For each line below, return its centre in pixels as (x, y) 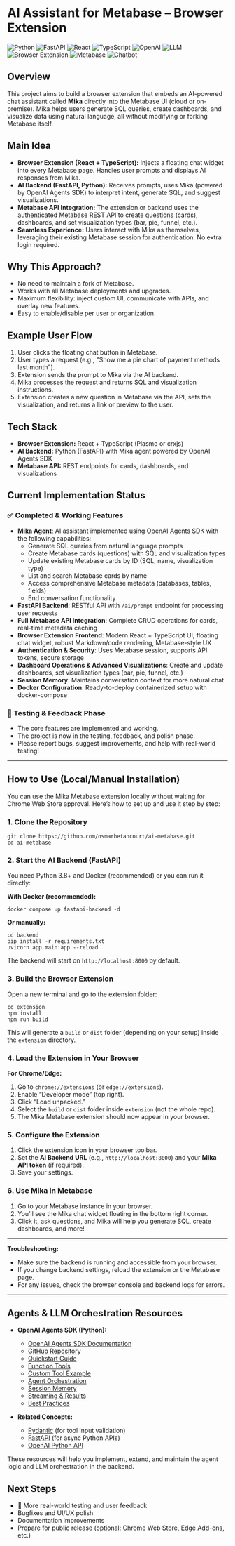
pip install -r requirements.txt (56, 942)
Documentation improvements (61, 1521)
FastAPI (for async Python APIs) (74, 1438)
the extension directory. (42, 1040)
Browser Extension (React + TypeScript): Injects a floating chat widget (120, 162)
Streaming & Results (57, 1396)
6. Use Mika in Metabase (50, 1191)
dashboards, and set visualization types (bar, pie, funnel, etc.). (107, 222)
